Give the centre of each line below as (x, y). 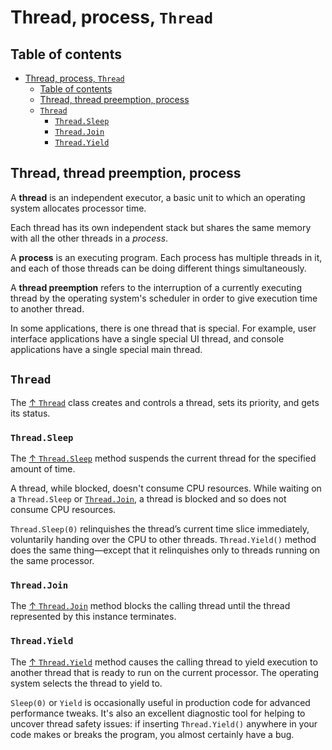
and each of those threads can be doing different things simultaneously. (158, 268)
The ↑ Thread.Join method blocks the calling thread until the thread (150, 606)
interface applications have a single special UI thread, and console (147, 338)
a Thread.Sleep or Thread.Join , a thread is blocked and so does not (148, 498)
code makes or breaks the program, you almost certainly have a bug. (152, 734)
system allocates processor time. (78, 208)
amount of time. (43, 468)
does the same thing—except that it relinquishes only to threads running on (165, 550)
